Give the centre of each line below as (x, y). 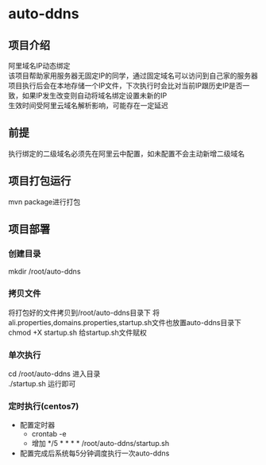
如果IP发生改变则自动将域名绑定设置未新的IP (94, 95)
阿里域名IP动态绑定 (39, 66)
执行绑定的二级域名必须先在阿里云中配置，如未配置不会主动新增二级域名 (126, 153)
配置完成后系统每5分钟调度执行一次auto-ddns (94, 453)
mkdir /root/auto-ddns (44, 272)
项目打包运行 (40, 181)
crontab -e (49, 434)
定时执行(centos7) (44, 406)
